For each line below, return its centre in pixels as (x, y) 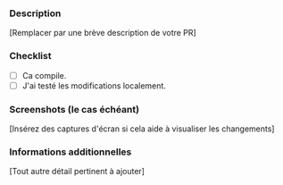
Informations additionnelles (71, 152)
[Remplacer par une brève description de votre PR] (103, 33)
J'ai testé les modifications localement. (94, 85)
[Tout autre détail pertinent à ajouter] (77, 172)
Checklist (30, 56)
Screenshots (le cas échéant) (75, 109)
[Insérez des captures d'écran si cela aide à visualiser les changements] (142, 129)
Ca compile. (44, 75)
